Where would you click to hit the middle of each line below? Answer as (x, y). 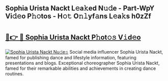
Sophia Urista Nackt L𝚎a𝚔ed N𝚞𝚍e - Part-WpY (80, 8)
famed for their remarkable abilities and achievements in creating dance (81, 68)
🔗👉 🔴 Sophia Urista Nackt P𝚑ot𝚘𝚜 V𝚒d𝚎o (73, 37)
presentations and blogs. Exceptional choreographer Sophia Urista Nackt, (82, 63)
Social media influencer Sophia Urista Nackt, (116, 52)
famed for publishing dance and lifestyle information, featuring (71, 57)
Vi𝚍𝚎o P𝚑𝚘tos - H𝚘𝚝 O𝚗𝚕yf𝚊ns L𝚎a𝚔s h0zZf (78, 16)
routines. (15, 74)
